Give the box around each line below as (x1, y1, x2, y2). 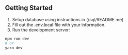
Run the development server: (12, 27, 70, 33)
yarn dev (5, 45, 23, 50)
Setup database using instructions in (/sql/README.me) (12, 16, 124, 22)
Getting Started (5, 4, 53, 12)
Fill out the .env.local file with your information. (12, 22, 106, 27)
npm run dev (5, 36, 29, 41)
